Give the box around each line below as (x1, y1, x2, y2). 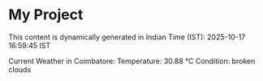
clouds (8, 64, 32, 74)
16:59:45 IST (8, 40, 51, 50)
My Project (8, 6, 84, 24)
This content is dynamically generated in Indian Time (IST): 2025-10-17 (8, 32, 246, 42)
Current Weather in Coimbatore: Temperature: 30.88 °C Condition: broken (8, 56, 256, 66)
